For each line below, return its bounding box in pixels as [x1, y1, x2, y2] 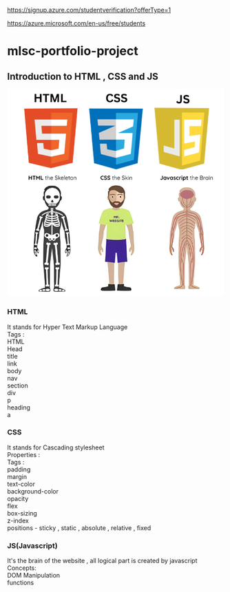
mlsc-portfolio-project [7, 43, 139, 59]
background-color [7, 487, 59, 495]
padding [7, 465, 31, 474]
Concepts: [7, 564, 36, 572]
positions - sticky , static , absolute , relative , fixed [7, 523, 151, 532]
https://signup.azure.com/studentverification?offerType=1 [7, 6, 171, 14]
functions [7, 578, 34, 587]
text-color [7, 480, 36, 488]
